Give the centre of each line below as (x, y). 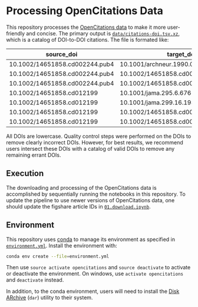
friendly (16, 33)
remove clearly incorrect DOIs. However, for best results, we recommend (95, 142)
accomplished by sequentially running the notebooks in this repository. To (96, 194)
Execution (25, 174)
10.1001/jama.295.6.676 (156, 93)
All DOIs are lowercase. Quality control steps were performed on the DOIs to (99, 136)
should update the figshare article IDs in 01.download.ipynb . (79, 206)
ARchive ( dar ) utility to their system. (49, 298)
